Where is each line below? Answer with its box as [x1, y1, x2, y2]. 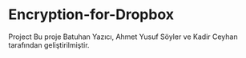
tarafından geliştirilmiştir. [8, 40, 90, 49]
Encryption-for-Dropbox [8, 6, 175, 24]
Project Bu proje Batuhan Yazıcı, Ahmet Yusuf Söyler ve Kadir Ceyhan [8, 32, 238, 41]
